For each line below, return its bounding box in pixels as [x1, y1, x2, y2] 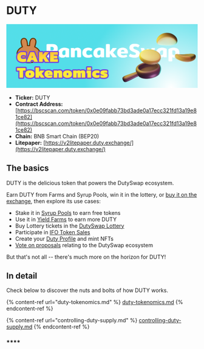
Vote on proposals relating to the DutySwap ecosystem [15, 241, 154, 249]
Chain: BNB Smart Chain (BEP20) [15, 132, 100, 140]
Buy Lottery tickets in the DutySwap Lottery [15, 222, 124, 229]
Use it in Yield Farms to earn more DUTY [15, 215, 117, 223]
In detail [6, 271, 38, 281]
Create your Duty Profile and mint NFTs [15, 235, 114, 242]
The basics [6, 163, 49, 174]
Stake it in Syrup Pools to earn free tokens [15, 209, 121, 216]
